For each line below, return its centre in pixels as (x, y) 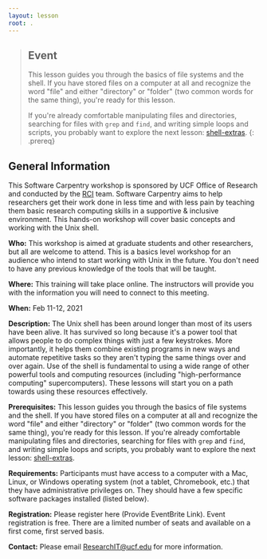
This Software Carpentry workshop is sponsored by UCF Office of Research (133, 185)
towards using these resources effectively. (78, 391)
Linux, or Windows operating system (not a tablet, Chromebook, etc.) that (129, 482)
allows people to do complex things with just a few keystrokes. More (120, 341)
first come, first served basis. (57, 531)
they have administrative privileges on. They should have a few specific (126, 490)
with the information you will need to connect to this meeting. (109, 293)
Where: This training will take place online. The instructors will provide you (131, 284)
